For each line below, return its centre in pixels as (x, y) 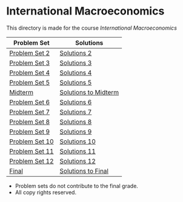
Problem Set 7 (30, 112)
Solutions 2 (76, 53)
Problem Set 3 (30, 63)
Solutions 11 (78, 151)
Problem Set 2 (30, 53)
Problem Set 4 (30, 73)
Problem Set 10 (32, 142)
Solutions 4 (76, 73)
